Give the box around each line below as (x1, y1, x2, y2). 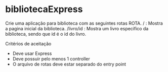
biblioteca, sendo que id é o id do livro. (5, 31, 87, 37)
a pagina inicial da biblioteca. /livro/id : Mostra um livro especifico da (5, 25, 149, 31)
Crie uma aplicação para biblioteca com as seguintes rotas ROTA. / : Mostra (5, 20, 163, 26)
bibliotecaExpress (5, 4, 83, 15)
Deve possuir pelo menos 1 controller (12, 55, 90, 61)
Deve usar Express (12, 50, 52, 56)
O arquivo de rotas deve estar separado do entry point (12, 61, 127, 67)
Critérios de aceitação (5, 40, 52, 46)
